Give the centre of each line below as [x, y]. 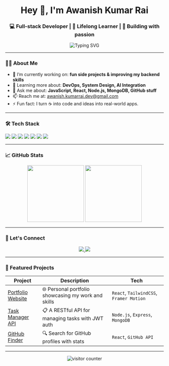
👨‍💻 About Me [21, 64]
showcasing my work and [72, 295]
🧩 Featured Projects [30, 268]
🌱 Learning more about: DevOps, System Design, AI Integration [79, 85]
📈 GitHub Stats [24, 155]
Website [17, 298]
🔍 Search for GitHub [67, 333]
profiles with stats [63, 341]
